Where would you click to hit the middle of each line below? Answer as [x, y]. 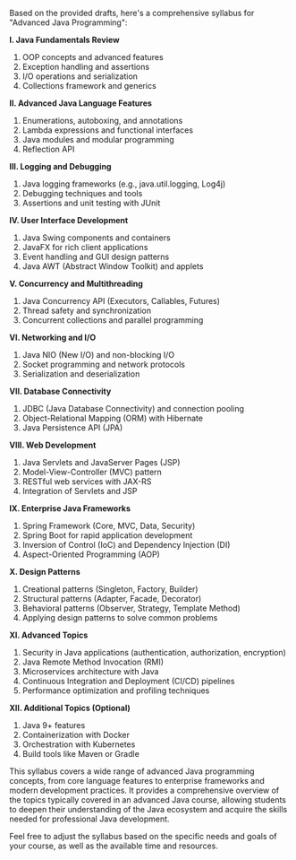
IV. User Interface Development [69, 220]
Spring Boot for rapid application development [107, 535]
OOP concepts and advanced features [93, 57]
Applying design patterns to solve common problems [120, 617]
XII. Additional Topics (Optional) [70, 708]
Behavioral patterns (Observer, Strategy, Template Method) [131, 608]
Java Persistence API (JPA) [72, 428]
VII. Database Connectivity [60, 391]
